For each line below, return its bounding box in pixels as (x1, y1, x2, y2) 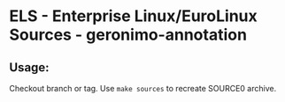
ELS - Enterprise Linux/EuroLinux (9, 6, 258, 26)
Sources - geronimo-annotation (9, 25, 248, 45)
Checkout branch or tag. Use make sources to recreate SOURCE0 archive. (9, 84, 277, 93)
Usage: (9, 60, 50, 75)
